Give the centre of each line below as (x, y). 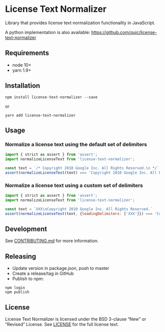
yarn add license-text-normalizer (41, 115)
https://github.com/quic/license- (124, 32)
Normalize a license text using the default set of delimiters (76, 144)
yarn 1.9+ (22, 70)
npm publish (17, 292)
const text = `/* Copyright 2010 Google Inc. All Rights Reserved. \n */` (82, 168)
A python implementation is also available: (48, 32)
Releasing (21, 256)
